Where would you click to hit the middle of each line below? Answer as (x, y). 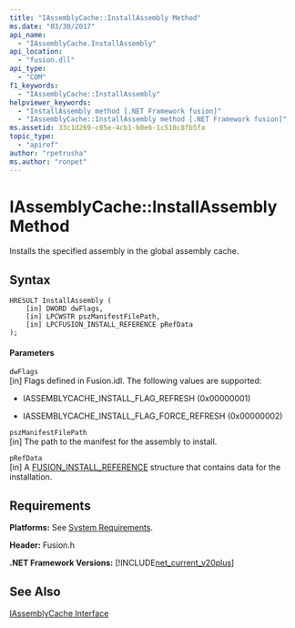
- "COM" (32, 77)
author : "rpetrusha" (49, 153)
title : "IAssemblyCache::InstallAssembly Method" (106, 18)
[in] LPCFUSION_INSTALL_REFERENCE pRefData (110, 325)
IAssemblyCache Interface (59, 613)
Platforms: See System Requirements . (81, 528)
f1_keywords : (34, 86)
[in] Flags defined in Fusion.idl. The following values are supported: (136, 381)
